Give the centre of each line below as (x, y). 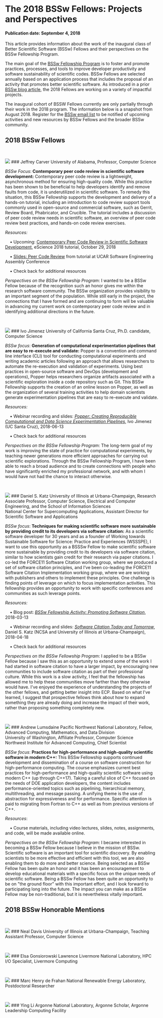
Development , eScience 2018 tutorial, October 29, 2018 (60, 247)
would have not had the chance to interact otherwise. (58, 477)
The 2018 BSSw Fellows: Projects (74, 9)
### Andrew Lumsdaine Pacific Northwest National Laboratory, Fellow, (82, 727)
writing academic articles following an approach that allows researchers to (80, 361)
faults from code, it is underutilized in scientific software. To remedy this (77, 192)
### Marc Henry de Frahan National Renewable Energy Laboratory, (78, 981)
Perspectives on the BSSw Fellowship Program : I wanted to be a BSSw (76, 280)
